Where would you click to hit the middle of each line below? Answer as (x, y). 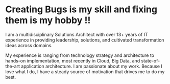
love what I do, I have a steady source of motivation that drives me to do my (85, 71)
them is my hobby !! (48, 20)
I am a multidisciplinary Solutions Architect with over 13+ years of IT (77, 34)
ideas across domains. (29, 45)
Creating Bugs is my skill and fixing (81, 9)
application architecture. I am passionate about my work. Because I (92, 66)
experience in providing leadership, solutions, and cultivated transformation (85, 40)
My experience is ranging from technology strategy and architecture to (80, 55)
